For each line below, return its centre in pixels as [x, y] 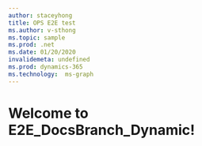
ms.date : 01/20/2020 [42, 52]
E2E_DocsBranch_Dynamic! [102, 130]
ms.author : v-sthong [42, 30]
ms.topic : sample [37, 37]
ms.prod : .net [32, 45]
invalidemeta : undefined [49, 60]
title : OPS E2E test [42, 23]
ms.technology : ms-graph [51, 74]
